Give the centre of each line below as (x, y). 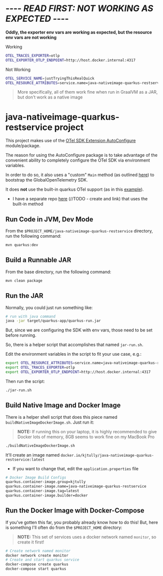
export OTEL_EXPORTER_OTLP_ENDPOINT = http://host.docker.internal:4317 (78, 372)
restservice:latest (25, 460)
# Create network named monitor (38, 551)
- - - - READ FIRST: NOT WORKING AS (80, 8)
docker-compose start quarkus (36, 569)
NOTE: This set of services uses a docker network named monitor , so (87, 537)
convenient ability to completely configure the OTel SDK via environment (78, 160)
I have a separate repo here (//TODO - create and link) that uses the (80, 199)
